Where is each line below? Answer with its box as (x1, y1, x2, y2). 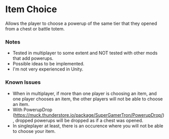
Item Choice (5, 4, 57, 15)
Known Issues (5, 79, 41, 86)
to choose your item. (12, 128, 56, 134)
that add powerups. (12, 55, 54, 61)
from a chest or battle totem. (5, 25, 65, 31)
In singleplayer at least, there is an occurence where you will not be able (12, 123, 163, 129)
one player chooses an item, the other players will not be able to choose (12, 95, 163, 102)
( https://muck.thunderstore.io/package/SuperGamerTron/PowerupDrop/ (12, 112, 163, 118)
